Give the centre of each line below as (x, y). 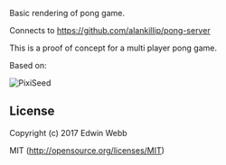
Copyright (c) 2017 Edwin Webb (69, 133)
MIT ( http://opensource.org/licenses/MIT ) (87, 150)
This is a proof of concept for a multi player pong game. (113, 48)
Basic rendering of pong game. (67, 13)
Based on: (28, 65)
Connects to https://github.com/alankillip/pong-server (110, 30)
